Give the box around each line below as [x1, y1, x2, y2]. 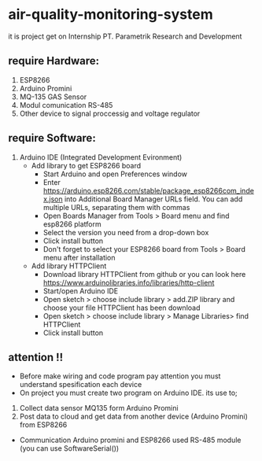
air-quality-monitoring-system [8, 6, 214, 24]
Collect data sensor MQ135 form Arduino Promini [19, 404, 179, 413]
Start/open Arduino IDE [42, 286, 119, 296]
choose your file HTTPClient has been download [42, 303, 201, 312]
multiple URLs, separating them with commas [42, 202, 190, 212]
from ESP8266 [19, 420, 68, 430]
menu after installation [42, 253, 116, 262]
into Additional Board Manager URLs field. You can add [64, 194, 243, 204]
